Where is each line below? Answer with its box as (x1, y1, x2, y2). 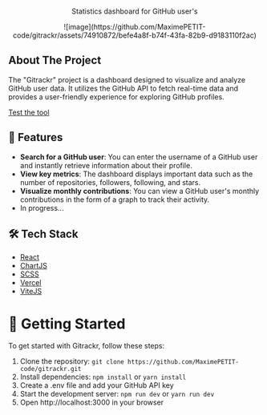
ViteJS (19, 287, 42, 296)
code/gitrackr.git (19, 365, 82, 373)
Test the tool (8, 107, 50, 117)
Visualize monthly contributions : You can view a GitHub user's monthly (19, 186, 260, 195)
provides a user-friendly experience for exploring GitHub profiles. (8, 91, 225, 102)
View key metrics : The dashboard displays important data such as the (19, 169, 253, 179)
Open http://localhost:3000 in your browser (19, 397, 164, 407)
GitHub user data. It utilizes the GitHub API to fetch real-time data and (8, 83, 239, 93)
